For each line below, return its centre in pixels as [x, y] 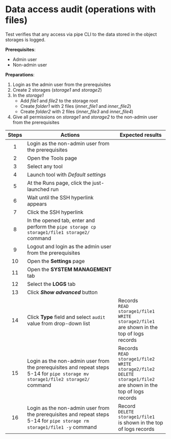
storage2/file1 [136, 321]
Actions [70, 135]
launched [38, 189]
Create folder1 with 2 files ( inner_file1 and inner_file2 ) [76, 106]
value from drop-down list [59, 323]
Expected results [140, 135]
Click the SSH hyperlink [55, 212]
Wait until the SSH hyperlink [60, 197]
